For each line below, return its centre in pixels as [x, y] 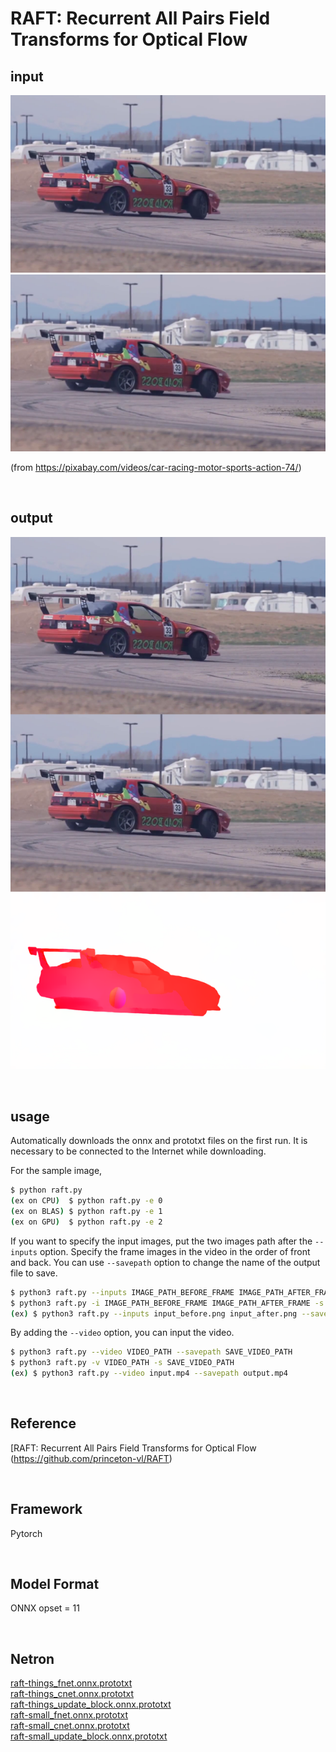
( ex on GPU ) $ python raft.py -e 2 [86, 1222]
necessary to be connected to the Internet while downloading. [138, 1151]
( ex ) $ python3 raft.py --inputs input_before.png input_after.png [154, 1313]
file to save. [34, 1273]
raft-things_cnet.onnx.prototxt [72, 1694]
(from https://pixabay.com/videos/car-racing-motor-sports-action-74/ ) [156, 467]
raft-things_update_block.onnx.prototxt [91, 1704]
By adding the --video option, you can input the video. [122, 1333]
